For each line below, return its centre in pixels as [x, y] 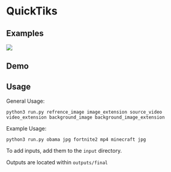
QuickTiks [32, 11]
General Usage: [25, 101]
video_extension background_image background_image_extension [85, 118]
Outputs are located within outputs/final [57, 162]
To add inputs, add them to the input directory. [64, 151]
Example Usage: [26, 129]
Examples [25, 33]
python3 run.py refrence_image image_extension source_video [84, 112]
